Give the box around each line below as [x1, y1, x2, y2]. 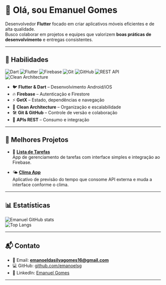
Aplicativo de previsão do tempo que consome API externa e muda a [12, 176, 152, 182]
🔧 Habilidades [5, 55, 48, 64]
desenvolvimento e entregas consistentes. [5, 37, 93, 43]
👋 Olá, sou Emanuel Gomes [5, 4, 118, 16]
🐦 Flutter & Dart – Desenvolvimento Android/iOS [12, 84, 112, 90]
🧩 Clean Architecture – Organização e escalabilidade [12, 104, 121, 110]
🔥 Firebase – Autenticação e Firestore [12, 91, 90, 97]
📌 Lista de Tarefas [12, 148, 50, 155]
